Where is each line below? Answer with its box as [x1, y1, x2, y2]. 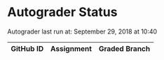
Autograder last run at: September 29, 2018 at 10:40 [7, 27, 158, 36]
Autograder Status [7, 4, 118, 20]
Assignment [50, 43, 93, 53]
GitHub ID [11, 43, 44, 53]
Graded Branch [98, 43, 151, 53]
